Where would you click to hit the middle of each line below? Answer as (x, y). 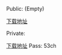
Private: (16, 33)
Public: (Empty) (25, 9)
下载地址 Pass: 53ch (31, 46)
